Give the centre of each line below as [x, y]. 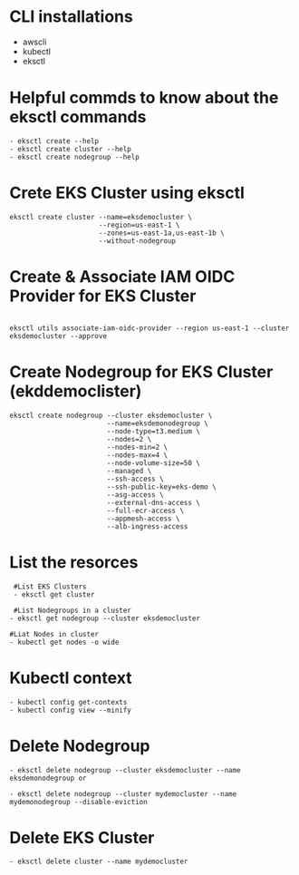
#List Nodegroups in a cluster [72, 610]
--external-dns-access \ [154, 502]
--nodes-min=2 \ [137, 447]
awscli [34, 42]
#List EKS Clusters [50, 587]
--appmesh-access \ [143, 519]
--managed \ [129, 471]
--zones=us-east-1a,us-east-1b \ [161, 233]
